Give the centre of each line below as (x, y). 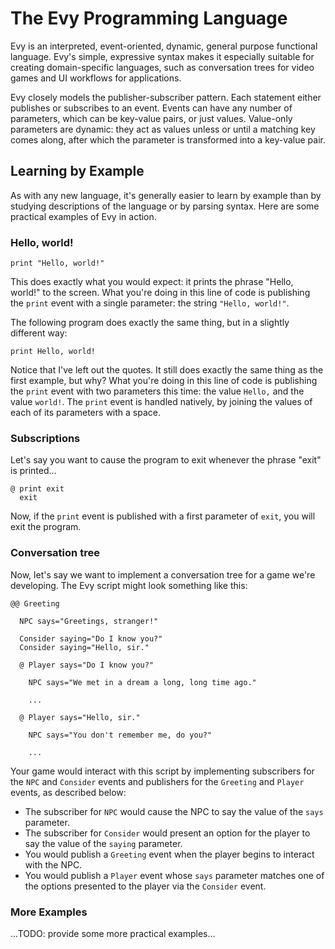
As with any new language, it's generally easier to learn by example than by (166, 195)
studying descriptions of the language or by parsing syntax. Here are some (165, 206)
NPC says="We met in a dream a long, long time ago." (142, 682)
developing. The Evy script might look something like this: (129, 585)
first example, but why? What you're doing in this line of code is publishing (164, 381)
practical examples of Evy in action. (83, 216)
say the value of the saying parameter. (103, 843)
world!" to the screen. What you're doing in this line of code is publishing (160, 293)
